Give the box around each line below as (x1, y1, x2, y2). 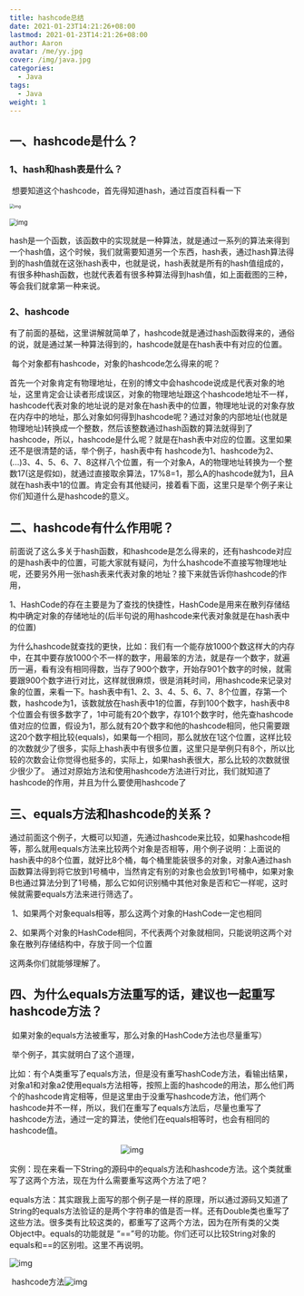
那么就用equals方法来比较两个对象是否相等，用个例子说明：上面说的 (25, 843, 281, 853)
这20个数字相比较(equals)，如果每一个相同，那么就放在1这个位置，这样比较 (9, 732, 292, 743)
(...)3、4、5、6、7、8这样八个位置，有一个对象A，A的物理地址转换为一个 (9, 457, 285, 468)
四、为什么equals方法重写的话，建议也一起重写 (9, 987, 275, 1002)
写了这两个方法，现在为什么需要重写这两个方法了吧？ (9, 1174, 209, 1185)
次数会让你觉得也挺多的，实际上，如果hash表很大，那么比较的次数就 (25, 755, 282, 765)
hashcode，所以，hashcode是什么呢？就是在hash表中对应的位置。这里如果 (9, 434, 292, 445)
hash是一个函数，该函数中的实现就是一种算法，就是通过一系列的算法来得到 (9, 235, 290, 246)
